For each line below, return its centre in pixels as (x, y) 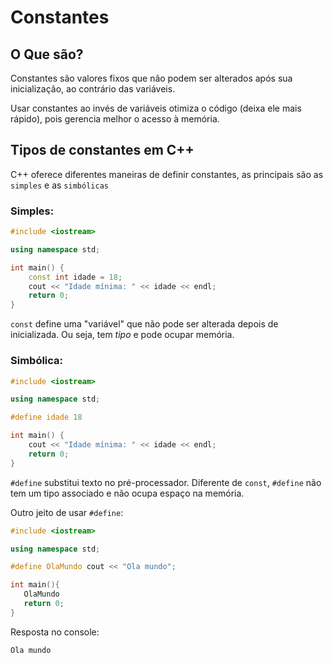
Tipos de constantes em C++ (102, 150)
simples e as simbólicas (59, 185)
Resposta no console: (55, 632)
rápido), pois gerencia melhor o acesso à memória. (115, 119)
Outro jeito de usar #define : (67, 512)
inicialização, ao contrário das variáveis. (93, 89)
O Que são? (47, 54)
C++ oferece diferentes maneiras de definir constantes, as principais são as (167, 174)
